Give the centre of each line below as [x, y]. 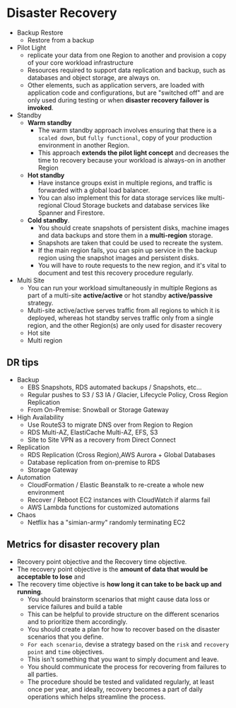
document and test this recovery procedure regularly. [116, 273]
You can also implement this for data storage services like [122, 197]
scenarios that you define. [65, 637]
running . [30, 591]
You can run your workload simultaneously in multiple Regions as [122, 288]
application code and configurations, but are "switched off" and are [125, 93]
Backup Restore [40, 33]
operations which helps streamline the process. [96, 697]
